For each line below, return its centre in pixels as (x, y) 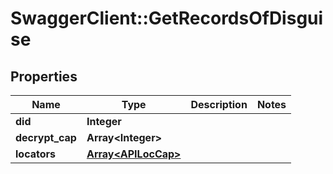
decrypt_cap (46, 137)
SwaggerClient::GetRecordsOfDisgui (167, 18)
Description (219, 104)
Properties (44, 76)
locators (35, 154)
